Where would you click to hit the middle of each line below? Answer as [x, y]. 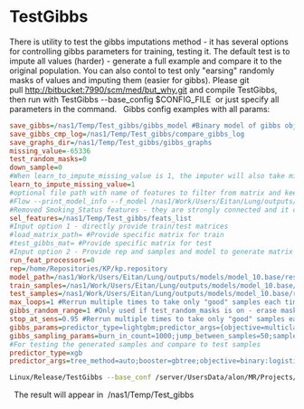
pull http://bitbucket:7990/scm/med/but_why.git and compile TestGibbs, [143, 90]
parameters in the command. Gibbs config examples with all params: [140, 109]
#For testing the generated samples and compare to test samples [135, 344]
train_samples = [38, 285]
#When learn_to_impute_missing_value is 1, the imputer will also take [147, 176]
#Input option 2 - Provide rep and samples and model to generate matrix [152, 252]
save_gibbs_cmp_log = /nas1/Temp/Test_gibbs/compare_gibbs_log [127, 134]
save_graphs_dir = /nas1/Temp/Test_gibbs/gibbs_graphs [111, 142]
